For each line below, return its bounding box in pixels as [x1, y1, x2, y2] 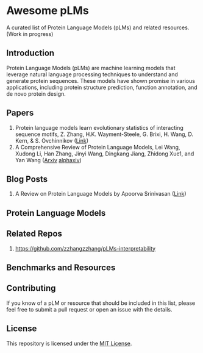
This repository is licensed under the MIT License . [6, 340, 132, 347]
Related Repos [6, 229, 63, 239]
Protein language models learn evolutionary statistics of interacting [15, 124, 184, 131]
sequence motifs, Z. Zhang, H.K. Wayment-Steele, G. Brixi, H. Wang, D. [15, 130, 194, 138]
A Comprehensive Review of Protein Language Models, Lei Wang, [15, 143, 180, 151]
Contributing [6, 283, 56, 293]
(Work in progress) [6, 30, 54, 37]
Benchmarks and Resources [6, 262, 116, 273]
